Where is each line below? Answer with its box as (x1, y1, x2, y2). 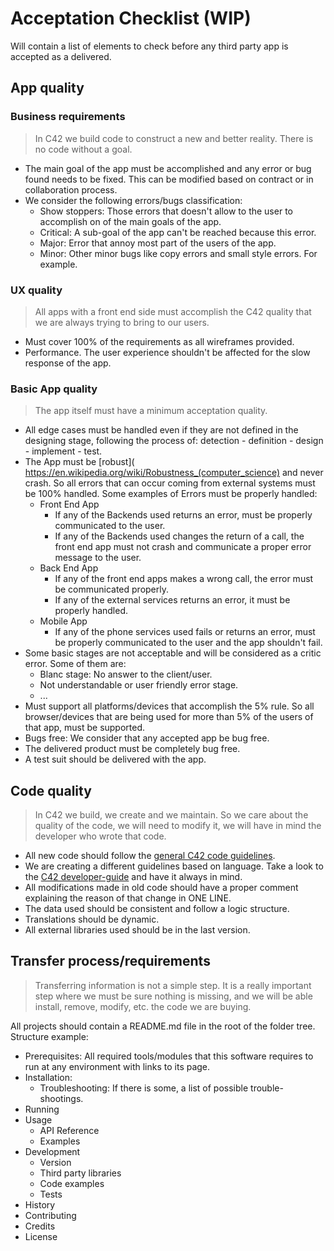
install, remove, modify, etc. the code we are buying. (34, 1000, 252, 1012)
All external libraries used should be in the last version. (24, 924, 251, 936)
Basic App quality (10, 382, 98, 396)
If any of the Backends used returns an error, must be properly (54, 509, 313, 521)
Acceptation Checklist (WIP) (10, 7, 252, 30)
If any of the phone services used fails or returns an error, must (54, 626, 316, 638)
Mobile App (39, 615, 88, 627)
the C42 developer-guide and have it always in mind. (24, 871, 243, 883)
